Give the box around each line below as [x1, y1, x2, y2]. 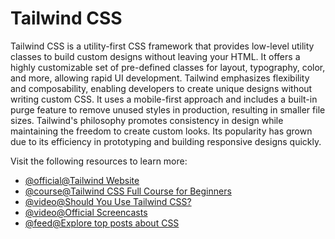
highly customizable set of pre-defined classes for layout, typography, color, [10, 61, 326, 73]
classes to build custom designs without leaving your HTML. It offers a [10, 50, 301, 62]
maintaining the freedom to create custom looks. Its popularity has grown [10, 125, 313, 137]
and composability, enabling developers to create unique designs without [10, 82, 313, 94]
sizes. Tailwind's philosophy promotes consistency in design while [10, 114, 284, 126]
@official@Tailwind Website [24, 174, 140, 186]
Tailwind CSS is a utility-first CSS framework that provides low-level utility [10, 40, 315, 52]
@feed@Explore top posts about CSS [24, 217, 180, 229]
